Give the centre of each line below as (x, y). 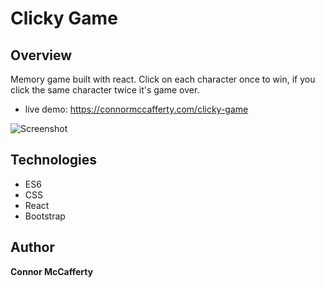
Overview (41, 55)
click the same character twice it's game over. (105, 90)
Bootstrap (45, 216)
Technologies (54, 160)
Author (32, 247)
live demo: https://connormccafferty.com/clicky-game (136, 109)
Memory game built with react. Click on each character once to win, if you (163, 79)
